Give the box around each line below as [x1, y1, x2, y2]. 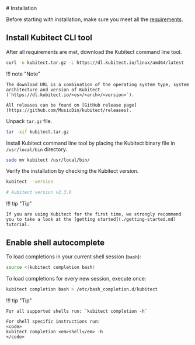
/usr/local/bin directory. [6, 145, 67, 153]
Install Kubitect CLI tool [6, 33, 92, 43]
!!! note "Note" [6, 70, 41, 77]
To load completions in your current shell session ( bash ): [6, 253, 141, 260]
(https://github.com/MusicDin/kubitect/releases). [6, 107, 132, 113]
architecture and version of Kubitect [6, 87, 100, 93]
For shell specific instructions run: [6, 318, 100, 324]
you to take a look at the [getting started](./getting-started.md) [6, 217, 176, 223]
